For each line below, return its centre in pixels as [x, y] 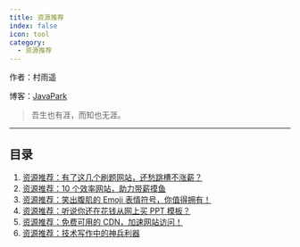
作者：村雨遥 [33, 78]
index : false [33, 26]
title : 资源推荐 [37, 17]
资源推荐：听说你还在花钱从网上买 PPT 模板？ [106, 210]
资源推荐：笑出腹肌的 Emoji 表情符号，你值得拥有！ [117, 199]
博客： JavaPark [38, 96]
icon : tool [29, 34]
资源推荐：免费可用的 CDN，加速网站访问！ [102, 222]
